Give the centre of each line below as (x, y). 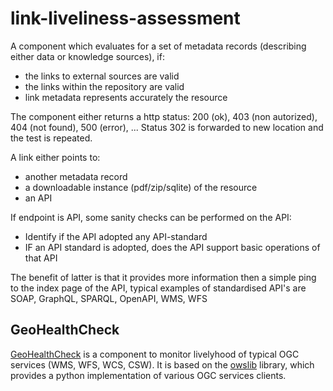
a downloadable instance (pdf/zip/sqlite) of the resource (141, 187)
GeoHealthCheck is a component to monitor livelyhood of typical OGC (155, 354)
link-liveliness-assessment (125, 18)
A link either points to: (55, 157)
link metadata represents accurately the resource (126, 97)
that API (41, 258)
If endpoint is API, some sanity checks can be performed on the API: (151, 217)
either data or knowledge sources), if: (87, 56)
